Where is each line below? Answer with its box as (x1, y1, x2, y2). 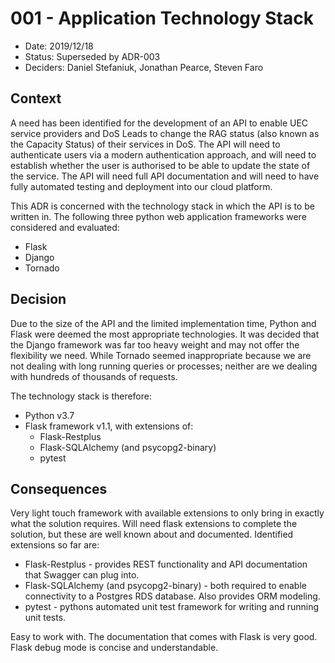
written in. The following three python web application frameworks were (10, 210, 307, 222)
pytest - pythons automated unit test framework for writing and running (24, 601, 320, 613)
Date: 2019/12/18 (24, 40, 94, 52)
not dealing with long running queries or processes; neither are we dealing (10, 360, 318, 372)
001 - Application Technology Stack (10, 7, 314, 30)
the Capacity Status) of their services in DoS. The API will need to (10, 138, 281, 150)
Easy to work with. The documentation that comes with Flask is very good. (10, 631, 318, 643)
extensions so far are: (10, 539, 100, 551)
